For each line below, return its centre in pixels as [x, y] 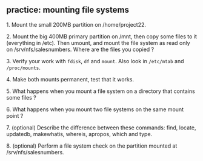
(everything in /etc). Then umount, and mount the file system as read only [98, 43]
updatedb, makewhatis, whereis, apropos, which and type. [79, 134]
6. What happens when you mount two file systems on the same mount [95, 109]
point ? [15, 115]
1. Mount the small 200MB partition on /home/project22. [76, 24]
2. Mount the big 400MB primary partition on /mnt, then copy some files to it [101, 36]
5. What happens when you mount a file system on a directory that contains [101, 91]
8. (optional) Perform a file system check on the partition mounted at [92, 146]
